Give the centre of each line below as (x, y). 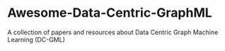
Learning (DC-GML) (36, 39)
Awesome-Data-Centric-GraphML (110, 13)
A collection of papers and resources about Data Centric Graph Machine (113, 32)
